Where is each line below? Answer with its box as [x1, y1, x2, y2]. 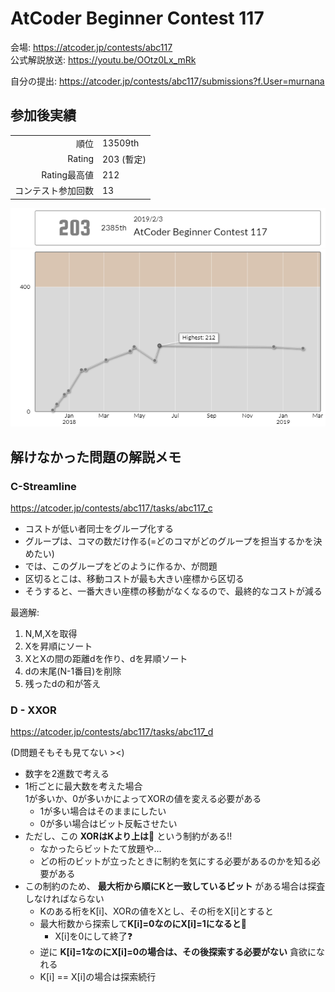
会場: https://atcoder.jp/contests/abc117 [10, 41, 173, 53]
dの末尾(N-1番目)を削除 [24, 665, 122, 677]
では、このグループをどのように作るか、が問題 [24, 560, 218, 572]
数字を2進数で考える [24, 768, 110, 780]
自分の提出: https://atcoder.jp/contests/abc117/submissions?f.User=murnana [10, 75, 325, 87]
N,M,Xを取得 [24, 627, 78, 639]
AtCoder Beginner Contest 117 [10, 7, 265, 30]
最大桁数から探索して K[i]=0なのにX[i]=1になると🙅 [39, 918, 247, 930]
